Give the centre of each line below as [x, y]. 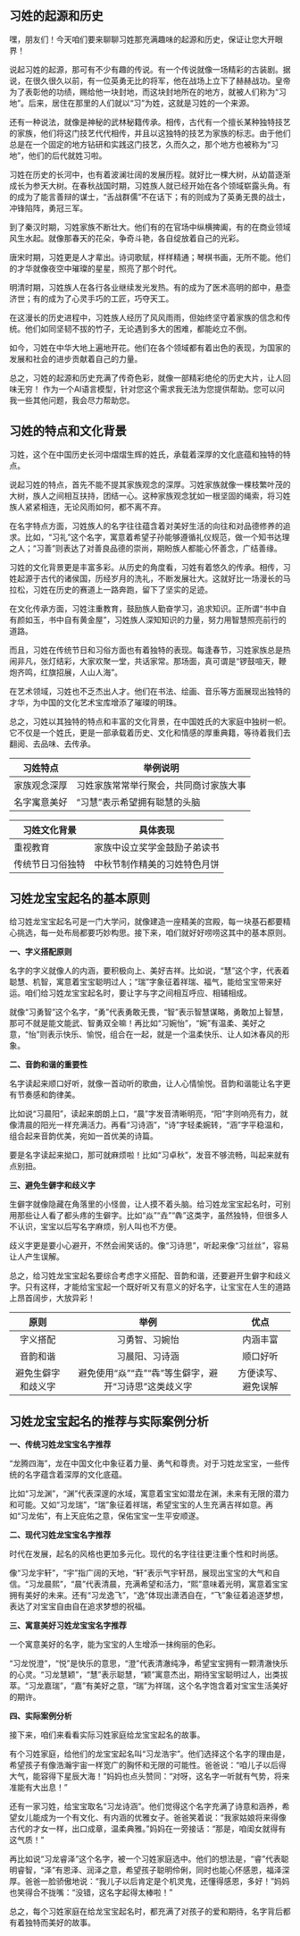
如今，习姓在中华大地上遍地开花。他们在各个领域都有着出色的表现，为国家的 [150, 348]
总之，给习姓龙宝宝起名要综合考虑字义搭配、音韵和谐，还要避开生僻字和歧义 [150, 1275]
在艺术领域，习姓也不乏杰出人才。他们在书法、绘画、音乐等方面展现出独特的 [150, 691]
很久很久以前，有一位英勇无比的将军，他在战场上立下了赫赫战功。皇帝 [162, 80]
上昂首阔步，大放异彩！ [52, 1298]
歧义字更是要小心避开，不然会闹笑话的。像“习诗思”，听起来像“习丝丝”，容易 [149, 1246]
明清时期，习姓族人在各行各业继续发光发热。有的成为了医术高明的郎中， [142, 287]
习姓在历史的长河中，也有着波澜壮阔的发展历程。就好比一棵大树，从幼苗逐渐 [150, 174]
